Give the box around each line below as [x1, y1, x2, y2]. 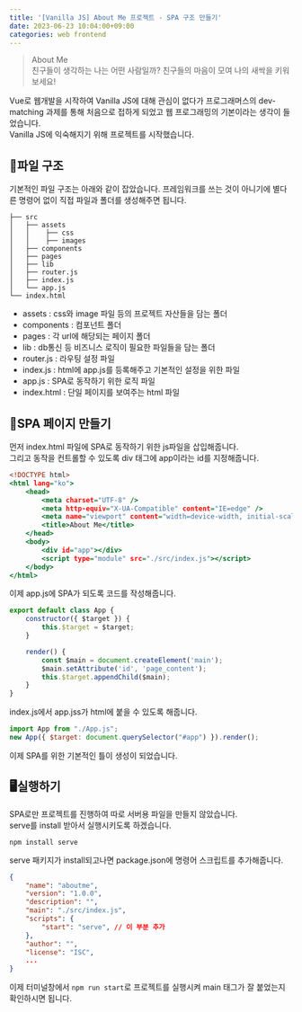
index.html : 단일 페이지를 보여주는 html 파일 [22, 387, 180, 398]
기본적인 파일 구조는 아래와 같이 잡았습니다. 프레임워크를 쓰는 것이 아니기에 [9, 183, 271, 194]
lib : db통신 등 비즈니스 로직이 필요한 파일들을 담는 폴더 [22, 342, 216, 353]
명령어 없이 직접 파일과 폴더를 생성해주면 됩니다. [18, 195, 187, 206]
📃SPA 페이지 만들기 [9, 415, 111, 431]
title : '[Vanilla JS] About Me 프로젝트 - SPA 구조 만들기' [9, 13, 222, 22]
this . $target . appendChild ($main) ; [41, 672, 171, 681]
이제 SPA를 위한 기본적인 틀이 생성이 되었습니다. [9, 750, 178, 760]
